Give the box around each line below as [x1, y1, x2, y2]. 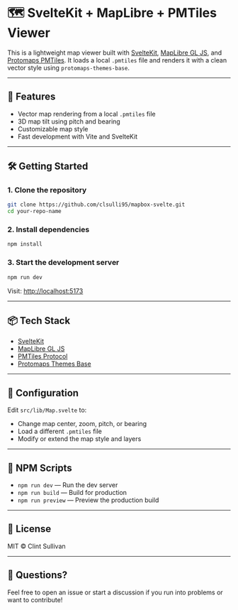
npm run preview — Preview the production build [17, 496, 159, 504]
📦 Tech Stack [7, 315, 71, 327]
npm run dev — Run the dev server [17, 480, 118, 489]
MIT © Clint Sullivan [7, 542, 66, 550]
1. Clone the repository [7, 185, 87, 195]
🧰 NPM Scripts [7, 462, 72, 474]
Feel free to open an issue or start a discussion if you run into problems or [7, 588, 223, 597]
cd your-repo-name [7, 208, 62, 215]
